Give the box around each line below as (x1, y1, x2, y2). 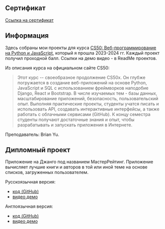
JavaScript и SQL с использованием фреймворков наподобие (17, 85, 149, 91)
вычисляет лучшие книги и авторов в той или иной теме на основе (5, 164, 148, 170)
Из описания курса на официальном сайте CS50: (5, 64, 110, 71)
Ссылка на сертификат (5, 17, 54, 23)
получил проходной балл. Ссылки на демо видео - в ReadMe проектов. (5, 55, 158, 61)
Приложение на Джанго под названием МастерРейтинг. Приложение (5, 159, 154, 165)
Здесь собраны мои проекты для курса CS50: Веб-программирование (5, 45, 157, 51)
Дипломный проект (5, 146, 71, 154)
